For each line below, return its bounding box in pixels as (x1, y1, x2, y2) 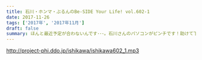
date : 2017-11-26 (6, 14, 50, 20)
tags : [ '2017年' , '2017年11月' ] (6, 20, 85, 26)
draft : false (6, 25, 39, 31)
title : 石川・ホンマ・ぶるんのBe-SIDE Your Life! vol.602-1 (6, 8, 150, 15)
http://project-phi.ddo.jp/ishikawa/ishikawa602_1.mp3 (6, 47, 139, 54)
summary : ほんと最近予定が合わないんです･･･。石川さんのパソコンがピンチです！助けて (6, 31, 194, 37)
